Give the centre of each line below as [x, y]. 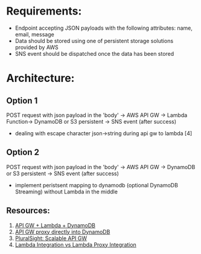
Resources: [28, 211]
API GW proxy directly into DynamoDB [62, 232]
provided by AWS [37, 47]
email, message [34, 34]
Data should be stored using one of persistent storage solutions [94, 41]
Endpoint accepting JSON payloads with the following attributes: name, [104, 28]
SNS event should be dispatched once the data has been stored [94, 53]
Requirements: [44, 11]
